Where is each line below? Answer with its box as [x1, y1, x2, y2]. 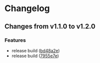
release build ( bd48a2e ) [11, 47, 60, 53]
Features [4, 37, 26, 44]
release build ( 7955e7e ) [11, 53, 59, 59]
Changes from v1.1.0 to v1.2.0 [4, 22, 96, 31]
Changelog [4, 3, 50, 14]
